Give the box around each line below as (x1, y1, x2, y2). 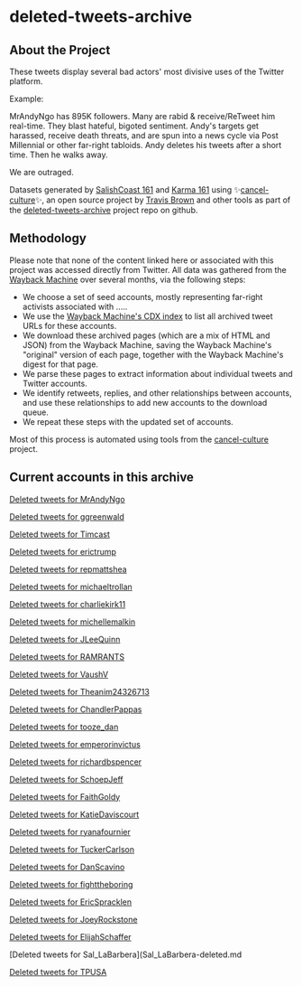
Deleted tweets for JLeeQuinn (9, 634, 121, 644)
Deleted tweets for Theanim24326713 (9, 686, 151, 697)
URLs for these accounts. (22, 320, 117, 331)
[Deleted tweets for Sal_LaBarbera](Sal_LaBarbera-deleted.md (9, 949, 242, 960)
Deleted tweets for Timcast (9, 529, 111, 540)
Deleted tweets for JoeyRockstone (9, 914, 138, 925)
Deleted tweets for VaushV (9, 669, 109, 680)
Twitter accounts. (22, 378, 87, 389)
